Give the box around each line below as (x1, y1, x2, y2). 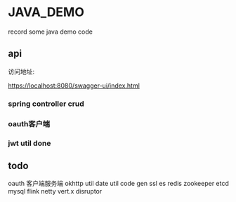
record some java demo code (8, 27, 93, 36)
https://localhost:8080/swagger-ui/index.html (8, 81, 140, 90)
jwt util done (8, 138, 51, 148)
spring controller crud (8, 99, 85, 109)
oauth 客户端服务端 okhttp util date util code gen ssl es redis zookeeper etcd (8, 180, 229, 188)
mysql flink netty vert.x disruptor (8, 187, 103, 196)
